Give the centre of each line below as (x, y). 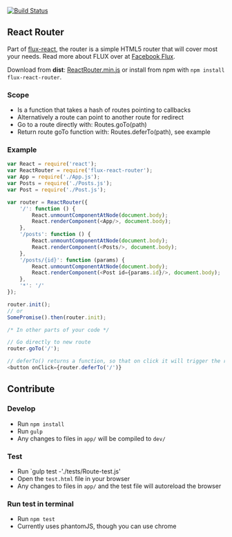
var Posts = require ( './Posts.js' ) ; (60, 184)
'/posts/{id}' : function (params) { (72, 260)
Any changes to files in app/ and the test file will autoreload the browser (119, 486)
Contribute (31, 389)
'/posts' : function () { (55, 235)
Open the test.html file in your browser (73, 478)
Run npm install (41, 424)
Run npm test (36, 519)
